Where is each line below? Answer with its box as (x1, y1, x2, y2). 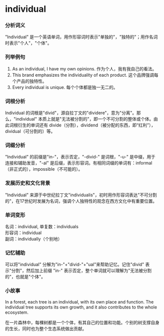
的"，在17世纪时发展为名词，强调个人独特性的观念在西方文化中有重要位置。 (5, 198, 158, 204)
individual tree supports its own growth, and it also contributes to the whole (5, 304, 158, 310)
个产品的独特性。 (12, 78, 47, 84)
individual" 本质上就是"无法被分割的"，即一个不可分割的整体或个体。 (15, 116, 154, 122)
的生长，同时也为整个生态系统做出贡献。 (5, 326, 87, 332)
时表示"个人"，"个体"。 (5, 40, 52, 46)
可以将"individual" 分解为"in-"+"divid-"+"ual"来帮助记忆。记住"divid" (5, 262, 144, 268)
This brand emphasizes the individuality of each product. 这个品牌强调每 (12, 72, 159, 78)
